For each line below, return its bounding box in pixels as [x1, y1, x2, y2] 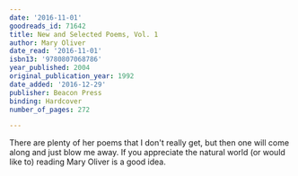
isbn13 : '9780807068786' [9, 55, 102, 64]
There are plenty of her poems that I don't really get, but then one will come [9, 137, 290, 148]
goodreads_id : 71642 [9, 22, 87, 31]
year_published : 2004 [9, 64, 91, 73]
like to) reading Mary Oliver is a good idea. [9, 156, 166, 167]
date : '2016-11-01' [9, 13, 83, 22]
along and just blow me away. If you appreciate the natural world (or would [9, 147, 285, 158]
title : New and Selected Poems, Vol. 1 [9, 30, 159, 39]
